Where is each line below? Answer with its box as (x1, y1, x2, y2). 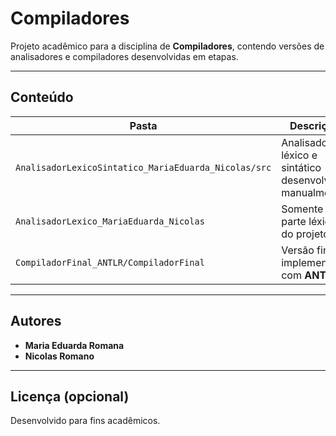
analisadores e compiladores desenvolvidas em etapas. (10, 50, 239, 62)
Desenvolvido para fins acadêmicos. (10, 415, 161, 427)
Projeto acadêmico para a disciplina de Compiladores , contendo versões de (10, 40, 325, 52)
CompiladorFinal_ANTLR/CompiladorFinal (15, 257, 205, 268)
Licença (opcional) (10, 388, 130, 405)
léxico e (281, 148, 318, 162)
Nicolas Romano (24, 350, 95, 362)
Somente (281, 202, 324, 216)
